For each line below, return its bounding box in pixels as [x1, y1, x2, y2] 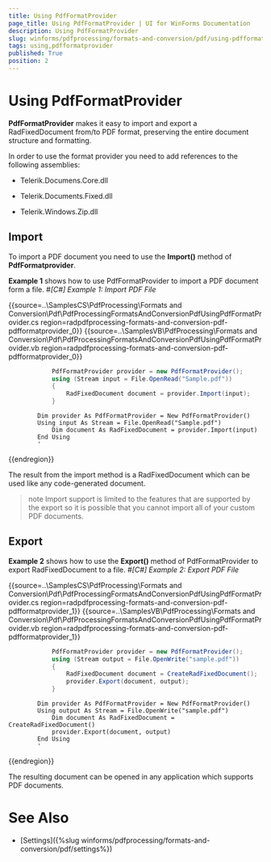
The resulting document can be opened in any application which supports [8, 772, 254, 782]
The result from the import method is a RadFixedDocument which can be [8, 470, 250, 479]
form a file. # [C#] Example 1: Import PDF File [8, 284, 156, 294]
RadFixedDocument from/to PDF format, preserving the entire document [8, 127, 249, 137]
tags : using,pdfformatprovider [8, 42, 114, 50]
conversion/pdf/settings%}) [19, 844, 113, 853]
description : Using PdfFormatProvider [8, 27, 139, 35]
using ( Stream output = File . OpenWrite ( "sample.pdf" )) [51, 655, 240, 663]
